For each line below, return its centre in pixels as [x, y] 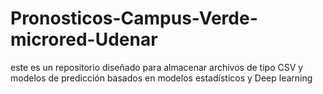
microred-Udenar [84, 39]
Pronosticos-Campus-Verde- [134, 18]
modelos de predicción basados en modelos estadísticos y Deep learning [161, 78]
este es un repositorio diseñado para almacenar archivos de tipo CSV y [157, 67]
